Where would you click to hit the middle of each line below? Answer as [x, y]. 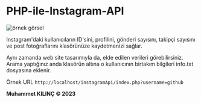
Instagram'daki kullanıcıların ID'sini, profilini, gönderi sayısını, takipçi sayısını [101, 39]
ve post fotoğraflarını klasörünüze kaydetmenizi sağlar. [75, 46]
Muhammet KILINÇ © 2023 [41, 93]
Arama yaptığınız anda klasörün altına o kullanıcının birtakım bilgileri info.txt [100, 64]
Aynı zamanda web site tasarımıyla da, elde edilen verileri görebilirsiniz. [95, 57]
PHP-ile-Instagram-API [65, 11]
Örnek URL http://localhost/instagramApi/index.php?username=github [95, 82]
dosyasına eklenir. [29, 70]
